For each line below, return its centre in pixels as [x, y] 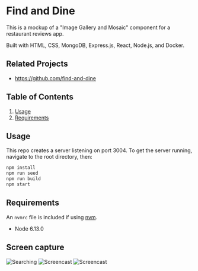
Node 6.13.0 [29, 229]
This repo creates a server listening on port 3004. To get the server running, [99, 150]
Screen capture [35, 248]
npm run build [24, 179]
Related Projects [37, 64]
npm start [18, 184]
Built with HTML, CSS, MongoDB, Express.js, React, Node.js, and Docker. [95, 45]
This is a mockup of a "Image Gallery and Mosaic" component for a [88, 27]
